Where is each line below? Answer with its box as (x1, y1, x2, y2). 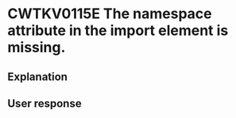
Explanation (7, 70, 68, 83)
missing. (7, 39, 66, 56)
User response (7, 97, 82, 110)
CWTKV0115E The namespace (7, 5, 212, 23)
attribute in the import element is (7, 21, 229, 40)
